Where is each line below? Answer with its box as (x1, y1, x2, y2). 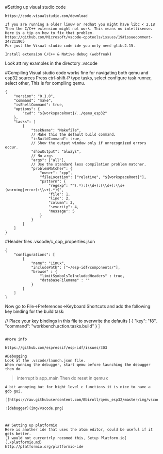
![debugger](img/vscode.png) (5, 406, 64, 411)
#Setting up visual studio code (5, 4, 66, 10)
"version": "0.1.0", (14, 94, 55, 99)
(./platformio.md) (5, 440, 42, 445)
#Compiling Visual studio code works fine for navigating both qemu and (5, 70, 149, 75)
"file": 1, (48, 192, 70, 197)
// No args (31, 153, 53, 158)
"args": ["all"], (31, 158, 66, 163)
